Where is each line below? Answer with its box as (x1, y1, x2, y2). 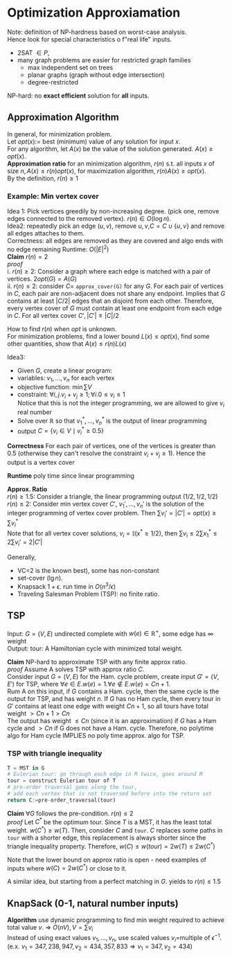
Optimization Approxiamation (7, 5, 181, 21)
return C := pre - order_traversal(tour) (7, 797, 116, 804)
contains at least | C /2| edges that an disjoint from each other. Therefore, (7, 296, 214, 305)
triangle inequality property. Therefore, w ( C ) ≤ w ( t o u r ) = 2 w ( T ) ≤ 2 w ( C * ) (7, 841, 216, 850)
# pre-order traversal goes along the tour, (7, 784, 138, 791)
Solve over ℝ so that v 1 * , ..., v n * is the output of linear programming (17, 416, 207, 427)
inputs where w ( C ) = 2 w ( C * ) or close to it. (7, 862, 127, 872)
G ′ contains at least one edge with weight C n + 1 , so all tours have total (7, 702, 209, 711)
